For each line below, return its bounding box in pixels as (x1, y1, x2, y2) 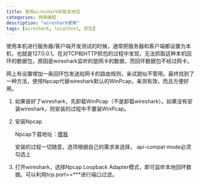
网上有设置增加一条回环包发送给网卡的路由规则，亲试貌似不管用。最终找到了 (6, 70, 195, 78)
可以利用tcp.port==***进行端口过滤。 (25, 171, 118, 178)
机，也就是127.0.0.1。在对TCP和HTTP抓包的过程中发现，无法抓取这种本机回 (6, 50, 192, 57)
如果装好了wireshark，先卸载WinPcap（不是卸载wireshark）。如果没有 (14, 98, 188, 105)
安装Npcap (14, 118, 42, 125)
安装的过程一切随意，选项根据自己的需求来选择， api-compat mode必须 (14, 143, 192, 151)
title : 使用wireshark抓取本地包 (6, 8, 81, 15)
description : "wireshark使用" (6, 20, 79, 26)
